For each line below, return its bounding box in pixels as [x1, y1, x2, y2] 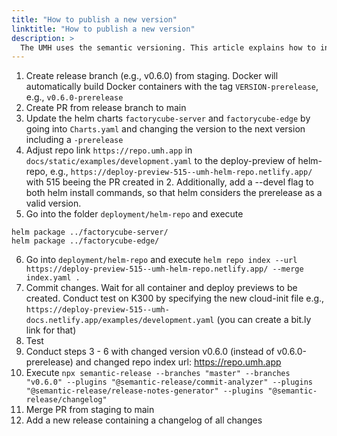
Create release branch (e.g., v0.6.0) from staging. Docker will [25, 70, 279, 82]
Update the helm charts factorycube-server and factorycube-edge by [25, 112, 311, 125]
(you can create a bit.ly [216, 314, 312, 326]
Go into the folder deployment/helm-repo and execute [25, 208, 244, 220]
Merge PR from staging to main [25, 404, 155, 416]
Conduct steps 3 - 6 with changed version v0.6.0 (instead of [25, 346, 275, 358]
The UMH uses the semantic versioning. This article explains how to [20, 42, 316, 53]
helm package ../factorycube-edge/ [11, 236, 160, 246]
